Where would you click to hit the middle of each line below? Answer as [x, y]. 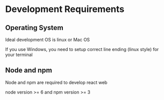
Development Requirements [65, 9]
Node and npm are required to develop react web [56, 82]
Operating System [34, 28]
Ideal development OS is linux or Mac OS [48, 39]
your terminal [19, 54]
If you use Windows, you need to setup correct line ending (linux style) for [82, 49]
